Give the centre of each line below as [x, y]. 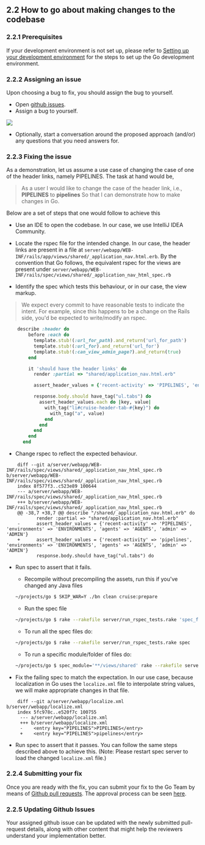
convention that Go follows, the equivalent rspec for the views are [98, 263]
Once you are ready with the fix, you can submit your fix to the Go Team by [101, 787]
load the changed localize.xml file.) [61, 758]
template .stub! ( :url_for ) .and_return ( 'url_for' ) [96, 346]
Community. [31, 231]
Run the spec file [45, 608]
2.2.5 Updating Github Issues [51, 809]
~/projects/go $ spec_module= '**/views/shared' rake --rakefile [99, 665]
